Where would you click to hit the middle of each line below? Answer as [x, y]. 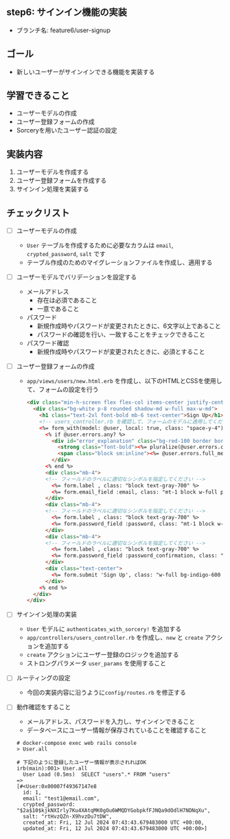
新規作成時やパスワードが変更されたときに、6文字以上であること [129, 326]
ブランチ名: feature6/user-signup [63, 30]
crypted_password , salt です [66, 254]
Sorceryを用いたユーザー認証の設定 [67, 130]
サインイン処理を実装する [53, 189]
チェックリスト [38, 212]
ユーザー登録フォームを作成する [61, 181]
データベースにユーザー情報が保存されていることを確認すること [117, 731]
